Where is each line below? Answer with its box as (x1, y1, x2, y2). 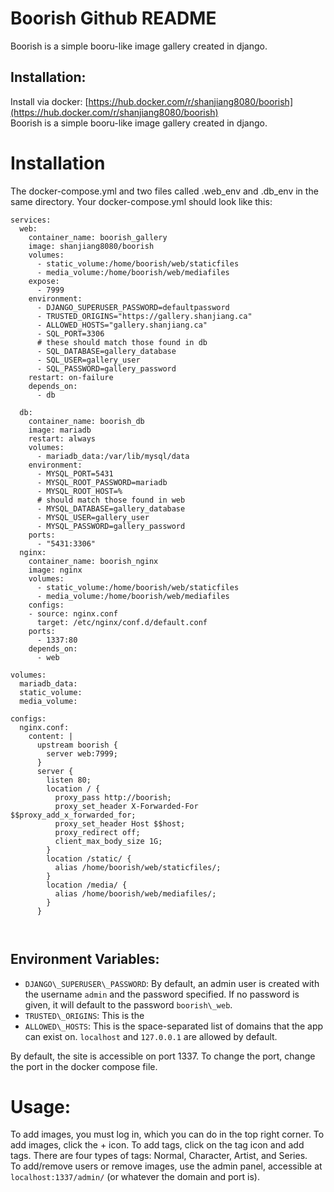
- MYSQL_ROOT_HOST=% (36, 486, 123, 496)
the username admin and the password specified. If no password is (24, 988, 300, 1000)
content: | (28, 731, 74, 741)
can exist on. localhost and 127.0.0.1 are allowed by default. (24, 1030, 278, 1042)
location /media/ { (46, 880, 128, 890)
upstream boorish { (36, 740, 118, 750)
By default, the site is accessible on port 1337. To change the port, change (10, 1050, 316, 1062)
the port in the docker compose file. (10, 1060, 158, 1072)
